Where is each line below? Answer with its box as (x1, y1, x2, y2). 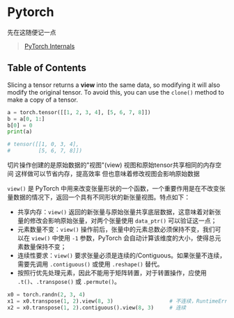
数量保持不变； (23, 243, 67, 251)
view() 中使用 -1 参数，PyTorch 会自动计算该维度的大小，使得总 (31, 234, 215, 242)
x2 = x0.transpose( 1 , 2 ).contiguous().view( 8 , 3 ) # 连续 (7, 304, 187, 311)
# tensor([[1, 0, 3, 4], (7, 141, 79, 148)
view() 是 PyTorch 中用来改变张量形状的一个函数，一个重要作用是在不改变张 (7, 184, 226, 192)
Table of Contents (7, 62, 87, 74)
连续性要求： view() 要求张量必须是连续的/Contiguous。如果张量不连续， (17, 251, 226, 260)
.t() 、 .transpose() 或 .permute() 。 (17, 278, 120, 285)
